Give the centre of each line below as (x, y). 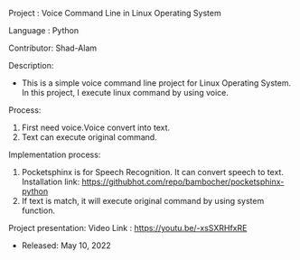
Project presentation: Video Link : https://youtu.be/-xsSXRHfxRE (128, 228)
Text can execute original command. (89, 137)
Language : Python (43, 30)
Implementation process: (55, 154)
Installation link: (51, 181)
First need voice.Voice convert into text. (96, 127)
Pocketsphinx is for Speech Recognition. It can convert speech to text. (152, 172)
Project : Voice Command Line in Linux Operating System (115, 13)
